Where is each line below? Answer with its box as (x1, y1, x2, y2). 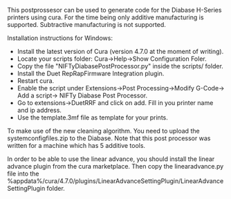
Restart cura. (17, 77, 55, 85)
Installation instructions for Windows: (7, 34, 113, 42)
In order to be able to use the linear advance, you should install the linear (7, 155, 215, 163)
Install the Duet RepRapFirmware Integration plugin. (17, 69, 165, 77)
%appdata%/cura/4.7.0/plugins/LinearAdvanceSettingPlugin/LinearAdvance (7, 177, 224, 185)
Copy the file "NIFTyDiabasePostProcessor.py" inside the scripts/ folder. (17, 62, 223, 70)
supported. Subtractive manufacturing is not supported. (7, 21, 166, 28)
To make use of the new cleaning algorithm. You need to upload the (7, 127, 200, 135)
